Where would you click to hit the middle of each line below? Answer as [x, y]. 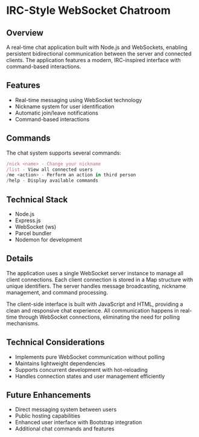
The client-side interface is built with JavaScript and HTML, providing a [95, 304]
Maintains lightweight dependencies [60, 363]
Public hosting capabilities [47, 416]
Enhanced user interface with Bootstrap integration [78, 423]
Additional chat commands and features [65, 429]
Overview [25, 33]
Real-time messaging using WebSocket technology [78, 100]
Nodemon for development [49, 240]
